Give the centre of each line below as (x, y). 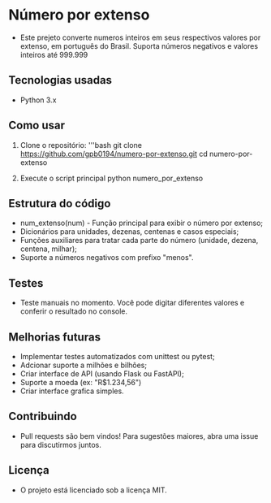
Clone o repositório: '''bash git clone (81, 145)
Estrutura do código (60, 204)
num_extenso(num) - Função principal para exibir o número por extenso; (142, 223)
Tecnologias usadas (60, 80)
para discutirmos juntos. (60, 444)
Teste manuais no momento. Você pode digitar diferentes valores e (132, 303)
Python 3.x (38, 100)
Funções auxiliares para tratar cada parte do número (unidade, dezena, (139, 241)
